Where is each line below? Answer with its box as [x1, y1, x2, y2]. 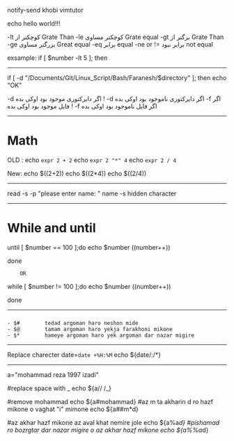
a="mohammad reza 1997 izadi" [7, 370, 99, 378]
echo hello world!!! [7, 19, 61, 27]
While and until [7, 220, 96, 236]
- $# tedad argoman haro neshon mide [7, 319, 139, 326]
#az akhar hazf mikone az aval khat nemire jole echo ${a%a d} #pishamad [7, 418, 220, 426]
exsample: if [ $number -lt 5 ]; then [7, 54, 108, 62]
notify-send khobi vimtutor [7, 6, 84, 14]
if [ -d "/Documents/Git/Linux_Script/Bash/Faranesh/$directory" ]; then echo [7, 74, 227, 82]
